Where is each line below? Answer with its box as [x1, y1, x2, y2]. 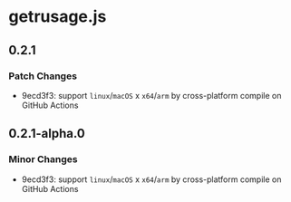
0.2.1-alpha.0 [8, 126, 85, 141]
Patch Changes [8, 70, 78, 82]
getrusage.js [8, 6, 107, 27]
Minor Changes [8, 153, 78, 166]
